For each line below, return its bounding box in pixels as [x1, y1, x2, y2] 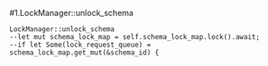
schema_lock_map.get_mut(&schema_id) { [9, 48, 160, 57]
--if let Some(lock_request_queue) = [9, 40, 152, 49]
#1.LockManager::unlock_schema [9, 8, 134, 18]
